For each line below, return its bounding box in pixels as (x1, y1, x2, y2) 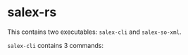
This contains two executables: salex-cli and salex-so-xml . (7, 28, 182, 36)
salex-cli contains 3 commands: (7, 41, 104, 49)
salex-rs (7, 4, 57, 20)
